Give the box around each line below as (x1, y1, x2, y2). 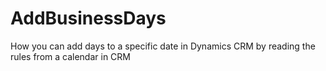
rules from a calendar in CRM (10, 50, 131, 62)
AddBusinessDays (10, 7, 167, 30)
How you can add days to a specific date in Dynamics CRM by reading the (10, 40, 316, 52)
